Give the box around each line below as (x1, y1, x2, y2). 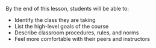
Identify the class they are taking (14, 17, 96, 23)
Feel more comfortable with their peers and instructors (14, 36, 150, 42)
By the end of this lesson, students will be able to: (5, 5, 129, 12)
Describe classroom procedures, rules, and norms (14, 29, 139, 36)
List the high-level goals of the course (14, 23, 109, 30)
